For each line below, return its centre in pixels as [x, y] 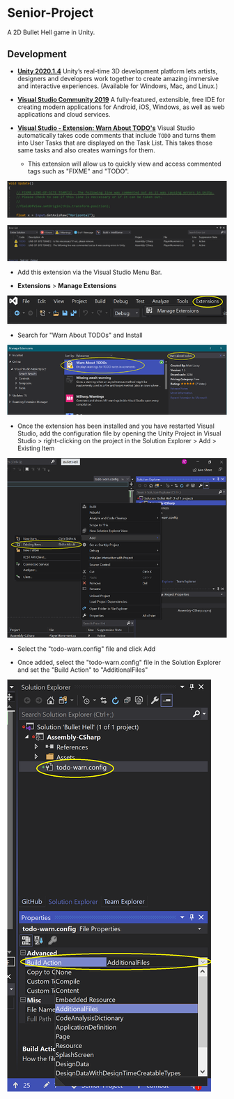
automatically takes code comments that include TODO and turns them [116, 135]
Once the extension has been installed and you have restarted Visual [116, 426]
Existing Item [36, 448]
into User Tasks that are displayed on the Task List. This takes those [115, 143]
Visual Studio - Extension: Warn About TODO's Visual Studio [106, 128]
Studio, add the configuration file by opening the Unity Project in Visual [119, 433]
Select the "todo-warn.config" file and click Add [86, 649]
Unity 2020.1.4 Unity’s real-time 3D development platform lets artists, [117, 71]
